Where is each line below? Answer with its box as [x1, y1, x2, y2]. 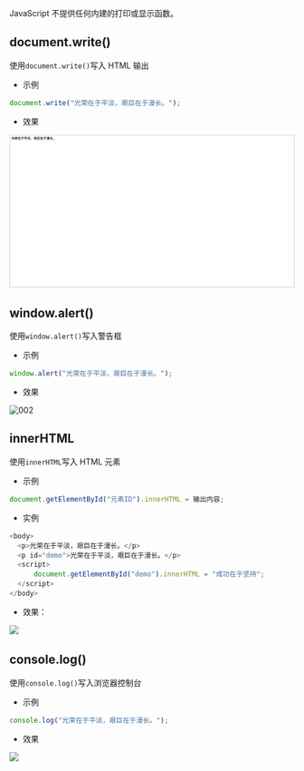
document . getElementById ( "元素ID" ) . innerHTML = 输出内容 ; [9, 494, 224, 503]
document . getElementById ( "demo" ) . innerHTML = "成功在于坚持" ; [33, 570, 265, 579]
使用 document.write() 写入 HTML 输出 [9, 60, 149, 71]
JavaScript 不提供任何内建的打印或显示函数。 [9, 8, 179, 18]
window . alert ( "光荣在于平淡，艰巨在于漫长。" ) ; [9, 369, 174, 378]
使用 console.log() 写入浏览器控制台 [9, 677, 142, 688]
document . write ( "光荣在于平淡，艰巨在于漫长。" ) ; [9, 98, 181, 107]
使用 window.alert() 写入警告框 [9, 330, 122, 342]
